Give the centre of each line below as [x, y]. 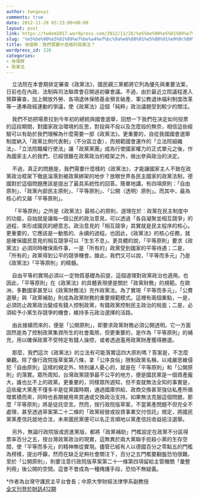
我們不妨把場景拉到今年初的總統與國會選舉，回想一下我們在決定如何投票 [100, 119]
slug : [13, 39]
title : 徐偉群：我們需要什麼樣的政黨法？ [51, 45]
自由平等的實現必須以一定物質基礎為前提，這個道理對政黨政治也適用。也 [100, 276]
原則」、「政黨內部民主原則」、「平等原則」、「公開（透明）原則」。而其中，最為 [98, 191]
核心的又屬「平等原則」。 [36, 199]
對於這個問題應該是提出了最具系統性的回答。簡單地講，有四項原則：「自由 [101, 184]
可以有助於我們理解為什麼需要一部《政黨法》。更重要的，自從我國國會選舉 [101, 134]
